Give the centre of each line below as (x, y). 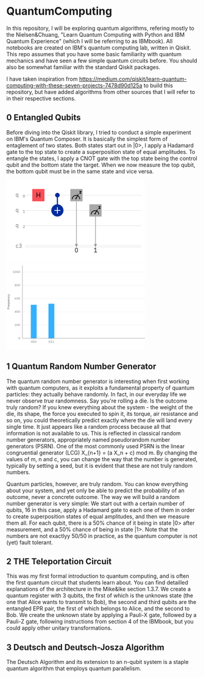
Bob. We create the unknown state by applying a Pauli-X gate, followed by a (101, 615)
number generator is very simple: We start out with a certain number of (95, 503)
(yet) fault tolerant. (30, 542)
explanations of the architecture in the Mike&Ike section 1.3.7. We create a (98, 589)
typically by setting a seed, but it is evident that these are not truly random (100, 465)
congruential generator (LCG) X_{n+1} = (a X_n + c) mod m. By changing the (102, 453)
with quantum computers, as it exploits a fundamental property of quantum (100, 388)
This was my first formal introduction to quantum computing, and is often (98, 576)
